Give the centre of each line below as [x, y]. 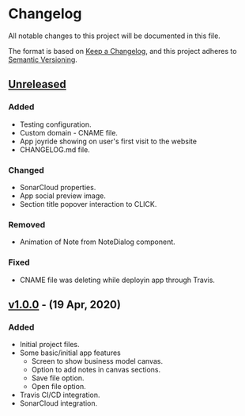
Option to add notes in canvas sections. [96, 370]
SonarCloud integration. [58, 403]
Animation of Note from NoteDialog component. [97, 242]
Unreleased [38, 84]
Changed [26, 170]
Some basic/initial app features [70, 353]
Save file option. [58, 378]
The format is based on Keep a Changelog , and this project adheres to [122, 51]
